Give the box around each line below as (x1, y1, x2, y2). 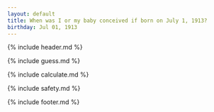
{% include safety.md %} (7, 84, 81, 93)
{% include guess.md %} (7, 57, 80, 65)
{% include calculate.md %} (7, 70, 89, 79)
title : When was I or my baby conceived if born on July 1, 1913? (7, 17, 208, 24)
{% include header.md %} (7, 43, 83, 52)
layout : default (7, 10, 55, 18)
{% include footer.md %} (7, 98, 80, 106)
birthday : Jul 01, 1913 (7, 23, 78, 30)
